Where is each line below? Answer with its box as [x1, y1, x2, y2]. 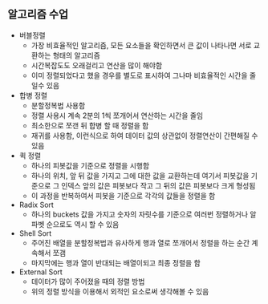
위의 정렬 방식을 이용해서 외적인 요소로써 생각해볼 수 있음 [30, 286, 209, 296]
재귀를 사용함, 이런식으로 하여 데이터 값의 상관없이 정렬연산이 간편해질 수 [30, 131, 258, 140]
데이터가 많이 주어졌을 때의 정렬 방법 [30, 276, 145, 286]
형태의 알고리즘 [52, 51, 101, 60]
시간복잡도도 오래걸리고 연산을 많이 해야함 [30, 60, 163, 70]
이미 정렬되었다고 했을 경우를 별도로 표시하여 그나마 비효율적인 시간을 [30, 71, 248, 80]
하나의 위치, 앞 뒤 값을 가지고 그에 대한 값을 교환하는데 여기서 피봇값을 [30, 171, 250, 180]
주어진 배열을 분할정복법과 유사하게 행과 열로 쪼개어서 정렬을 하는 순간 [30, 237, 250, 247]
